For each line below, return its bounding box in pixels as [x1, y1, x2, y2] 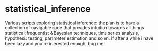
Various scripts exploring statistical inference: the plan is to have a [5, 20, 139, 25]
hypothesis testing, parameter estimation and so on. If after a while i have [5, 35, 154, 41]
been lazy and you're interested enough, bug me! [5, 40, 105, 46]
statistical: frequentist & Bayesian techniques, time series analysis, [5, 30, 140, 36]
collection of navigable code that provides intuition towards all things [5, 25, 144, 30]
